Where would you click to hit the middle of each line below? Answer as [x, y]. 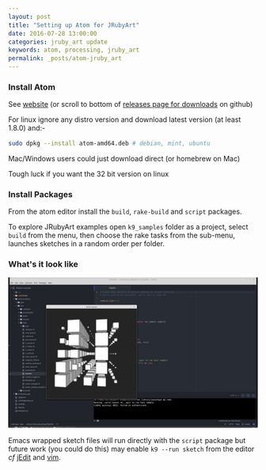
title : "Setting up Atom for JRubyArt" [74, 25]
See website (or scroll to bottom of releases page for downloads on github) [131, 104]
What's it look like [43, 264]
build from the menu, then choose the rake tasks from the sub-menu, [122, 235]
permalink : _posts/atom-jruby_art [65, 59]
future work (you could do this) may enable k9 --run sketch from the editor [131, 449]
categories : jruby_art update [58, 42]
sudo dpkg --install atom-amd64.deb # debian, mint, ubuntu [110, 144]
